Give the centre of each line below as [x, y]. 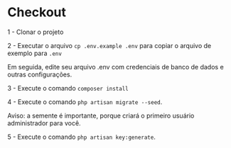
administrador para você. [44, 123]
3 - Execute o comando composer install [68, 88]
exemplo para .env [35, 53]
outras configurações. [40, 74]
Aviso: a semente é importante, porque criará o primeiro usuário [101, 115]
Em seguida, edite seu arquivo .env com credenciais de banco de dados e [116, 67]
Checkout [37, 12]
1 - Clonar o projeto [36, 32]
